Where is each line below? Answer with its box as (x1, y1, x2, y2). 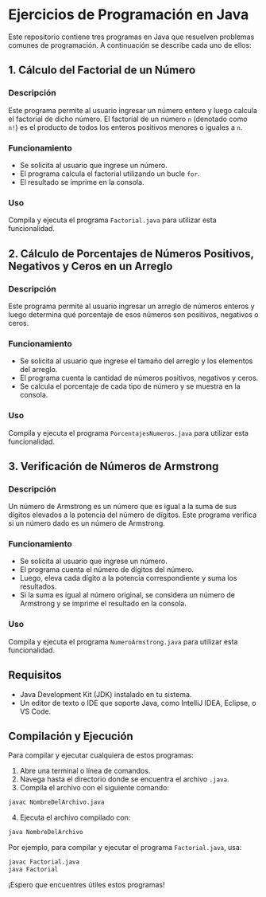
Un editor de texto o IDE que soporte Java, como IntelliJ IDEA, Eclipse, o (19, 698, 256, 707)
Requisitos (8, 668, 62, 682)
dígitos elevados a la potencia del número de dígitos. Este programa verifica (8, 510, 256, 519)
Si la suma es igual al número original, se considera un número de (19, 590, 236, 600)
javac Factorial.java (8, 858, 80, 866)
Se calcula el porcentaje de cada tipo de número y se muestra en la (19, 382, 241, 391)
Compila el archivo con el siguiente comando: (19, 783, 169, 793)
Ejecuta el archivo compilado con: (19, 813, 131, 822)
